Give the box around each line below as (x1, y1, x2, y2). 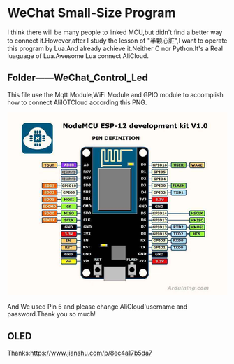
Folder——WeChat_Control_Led (7, 72, 148, 84)
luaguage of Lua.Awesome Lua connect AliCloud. (7, 51, 149, 60)
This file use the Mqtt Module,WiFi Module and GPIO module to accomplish (7, 90, 224, 99)
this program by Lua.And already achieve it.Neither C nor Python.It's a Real (7, 44, 224, 52)
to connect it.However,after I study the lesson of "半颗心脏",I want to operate (7, 36, 228, 45)
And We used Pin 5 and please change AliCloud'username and (7, 302, 188, 311)
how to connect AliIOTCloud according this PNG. (7, 98, 147, 106)
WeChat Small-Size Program (7, 5, 176, 21)
